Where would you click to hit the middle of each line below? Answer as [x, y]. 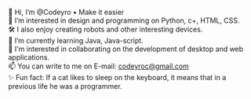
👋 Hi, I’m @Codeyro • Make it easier [66, 12]
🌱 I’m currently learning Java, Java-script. [76, 40]
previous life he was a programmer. [65, 86]
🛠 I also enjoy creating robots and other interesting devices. [105, 29]
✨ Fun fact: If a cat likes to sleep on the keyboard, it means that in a [117, 77]
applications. [29, 57]
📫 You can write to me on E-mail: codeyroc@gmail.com [99, 66]
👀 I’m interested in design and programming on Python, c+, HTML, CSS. [124, 20]
